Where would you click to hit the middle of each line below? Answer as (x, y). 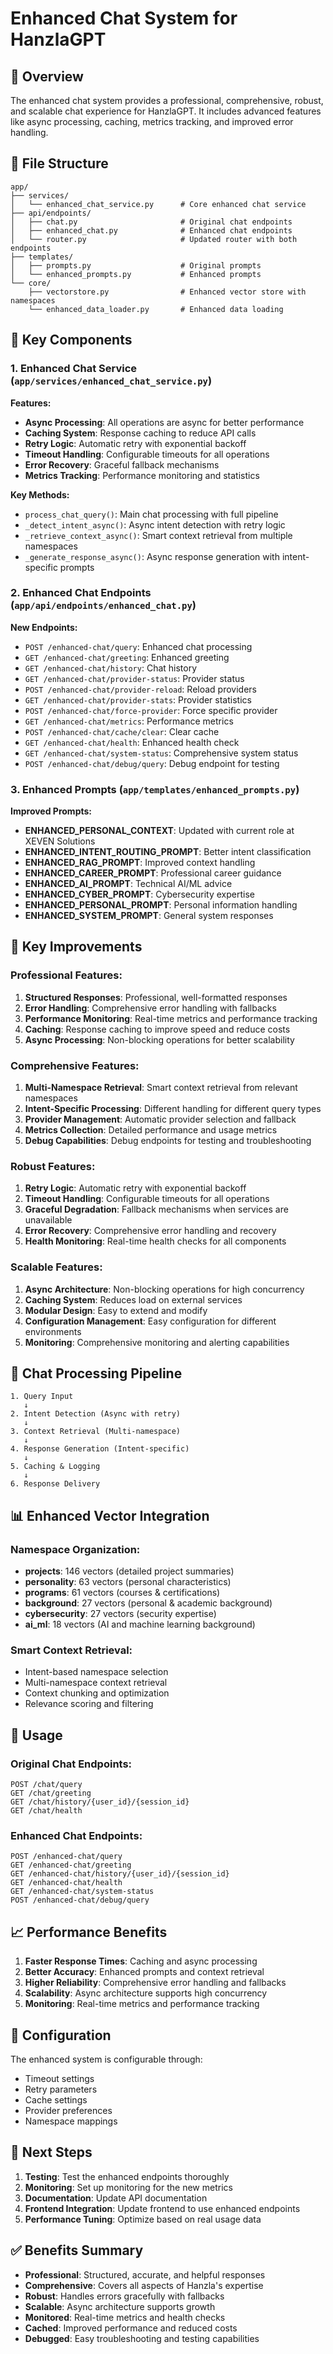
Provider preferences (68, 2111)
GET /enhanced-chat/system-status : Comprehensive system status (161, 753)
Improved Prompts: (51, 811)
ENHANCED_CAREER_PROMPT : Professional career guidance (153, 873)
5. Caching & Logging (55, 1467)
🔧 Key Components (71, 340)
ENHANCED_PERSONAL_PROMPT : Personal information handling (161, 905)
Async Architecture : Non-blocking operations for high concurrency (164, 1289)
